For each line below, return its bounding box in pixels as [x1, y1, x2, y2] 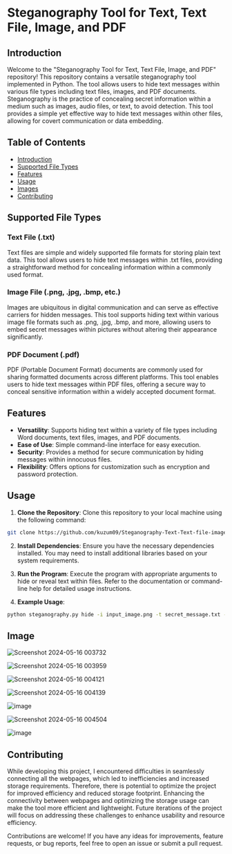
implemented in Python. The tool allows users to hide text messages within [7, 80, 220, 88]
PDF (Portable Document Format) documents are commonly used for [7, 366, 204, 374]
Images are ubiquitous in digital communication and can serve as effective [7, 303, 219, 312]
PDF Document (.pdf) [7, 350, 80, 359]
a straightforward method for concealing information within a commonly [7, 263, 212, 271]
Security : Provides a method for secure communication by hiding [17, 448, 204, 456]
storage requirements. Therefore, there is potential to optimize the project [7, 782, 217, 790]
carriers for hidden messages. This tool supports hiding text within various [7, 310, 219, 319]
